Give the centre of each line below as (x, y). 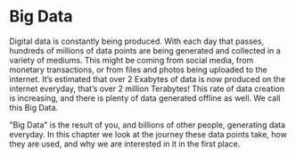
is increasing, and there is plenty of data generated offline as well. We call (145, 98)
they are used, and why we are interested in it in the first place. (125, 144)
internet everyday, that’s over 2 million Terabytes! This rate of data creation (147, 88)
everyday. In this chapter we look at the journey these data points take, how (148, 134)
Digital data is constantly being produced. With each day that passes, (137, 41)
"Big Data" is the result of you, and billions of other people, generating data (148, 125)
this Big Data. (34, 107)
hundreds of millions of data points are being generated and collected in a (145, 50)
